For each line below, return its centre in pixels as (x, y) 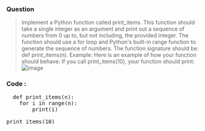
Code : (16, 84)
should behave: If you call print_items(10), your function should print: (108, 62)
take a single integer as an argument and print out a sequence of (103, 29)
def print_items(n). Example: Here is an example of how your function (109, 55)
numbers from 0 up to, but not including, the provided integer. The (105, 36)
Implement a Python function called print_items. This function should (108, 23)
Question (20, 9)
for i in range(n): (48, 103)
